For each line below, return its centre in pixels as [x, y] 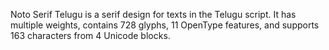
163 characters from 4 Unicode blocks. [90, 35]
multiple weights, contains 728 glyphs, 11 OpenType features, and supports [165, 25]
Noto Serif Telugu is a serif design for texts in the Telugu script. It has [153, 14]
